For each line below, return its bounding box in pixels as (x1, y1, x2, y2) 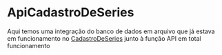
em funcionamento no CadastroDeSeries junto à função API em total (7, 34, 201, 42)
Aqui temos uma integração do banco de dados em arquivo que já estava (7, 27, 215, 35)
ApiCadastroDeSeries (7, 5, 134, 20)
